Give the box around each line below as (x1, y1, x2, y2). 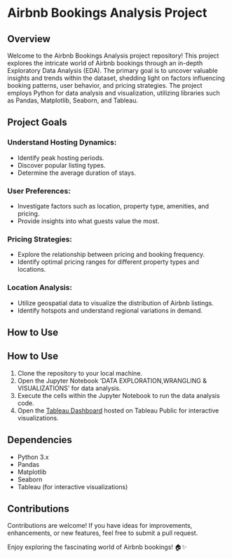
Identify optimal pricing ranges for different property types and (17, 258, 200, 266)
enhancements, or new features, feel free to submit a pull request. (7, 529, 198, 538)
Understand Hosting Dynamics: (7, 138, 117, 147)
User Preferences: (7, 186, 71, 196)
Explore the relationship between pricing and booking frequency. (17, 251, 205, 259)
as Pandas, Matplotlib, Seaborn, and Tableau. (7, 96, 139, 105)
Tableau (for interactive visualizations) (17, 482, 128, 491)
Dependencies (7, 434, 72, 446)
